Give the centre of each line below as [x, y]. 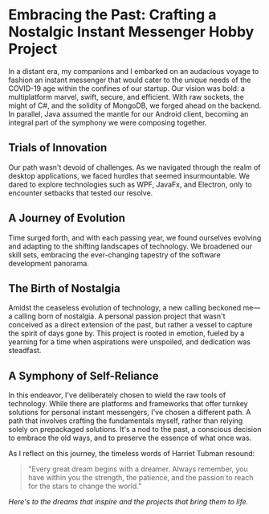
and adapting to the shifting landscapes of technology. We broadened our [130, 246]
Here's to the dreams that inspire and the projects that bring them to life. [128, 502]
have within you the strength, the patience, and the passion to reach [141, 478]
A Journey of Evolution [67, 218]
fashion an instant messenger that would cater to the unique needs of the [130, 80]
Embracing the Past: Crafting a [112, 15]
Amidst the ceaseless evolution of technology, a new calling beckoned [125, 308]
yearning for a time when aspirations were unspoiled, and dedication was [130, 342]
